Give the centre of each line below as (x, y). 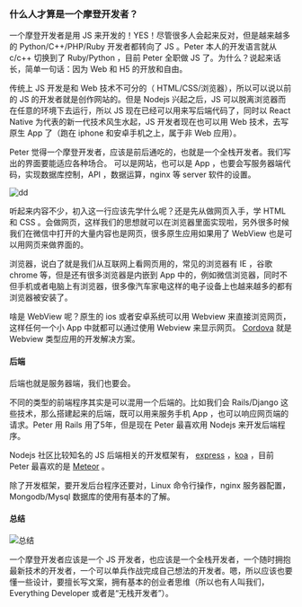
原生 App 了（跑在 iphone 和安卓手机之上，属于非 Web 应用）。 (125, 133)
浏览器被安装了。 (41, 297)
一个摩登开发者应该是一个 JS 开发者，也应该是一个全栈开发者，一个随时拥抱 (150, 559)
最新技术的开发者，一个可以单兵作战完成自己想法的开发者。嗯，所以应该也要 (151, 570)
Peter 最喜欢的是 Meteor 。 (59, 466)
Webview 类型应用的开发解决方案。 (75, 339)
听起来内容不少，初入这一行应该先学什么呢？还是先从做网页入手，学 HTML (147, 211)
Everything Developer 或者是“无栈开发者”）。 (91, 593)
